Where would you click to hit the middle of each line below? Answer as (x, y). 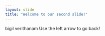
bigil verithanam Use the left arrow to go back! (53, 28)
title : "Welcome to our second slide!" (47, 14)
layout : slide (20, 10)
